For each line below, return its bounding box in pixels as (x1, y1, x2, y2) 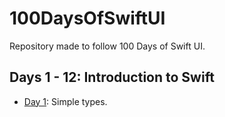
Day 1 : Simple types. (23, 95, 108, 107)
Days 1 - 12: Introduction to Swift (9, 69, 215, 86)
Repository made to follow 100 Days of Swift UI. (9, 40, 206, 52)
